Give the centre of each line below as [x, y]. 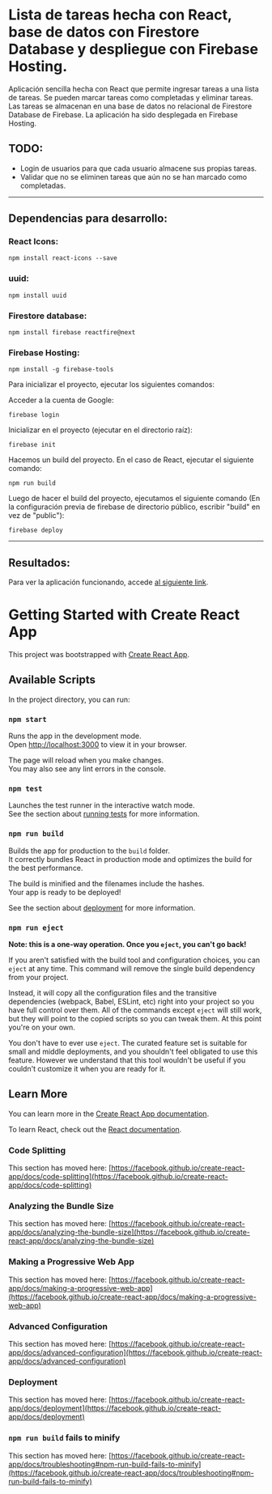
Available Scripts [52, 680]
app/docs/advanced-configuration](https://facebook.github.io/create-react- [136, 1352]
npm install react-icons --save [63, 258]
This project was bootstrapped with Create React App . [99, 655]
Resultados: [39, 563]
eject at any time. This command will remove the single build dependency [132, 969]
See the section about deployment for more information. [102, 907]
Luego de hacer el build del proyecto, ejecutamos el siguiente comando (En [134, 499]
